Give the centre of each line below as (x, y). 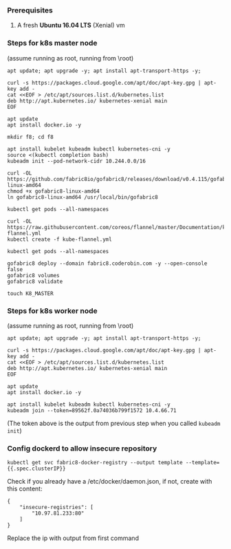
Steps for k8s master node (52, 43)
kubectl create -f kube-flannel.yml (59, 239)
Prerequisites (30, 10)
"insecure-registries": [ (57, 508)
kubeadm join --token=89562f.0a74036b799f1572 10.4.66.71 (92, 410)
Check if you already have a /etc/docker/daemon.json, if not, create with (110, 482)
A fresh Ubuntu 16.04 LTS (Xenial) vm (71, 25)
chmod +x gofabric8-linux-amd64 (53, 191)
